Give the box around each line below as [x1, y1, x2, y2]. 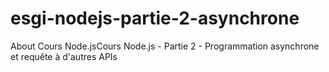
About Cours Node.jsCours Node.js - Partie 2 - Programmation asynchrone [10, 40, 320, 52]
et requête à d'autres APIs [10, 50, 118, 62]
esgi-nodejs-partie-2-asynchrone [10, 7, 300, 30]
